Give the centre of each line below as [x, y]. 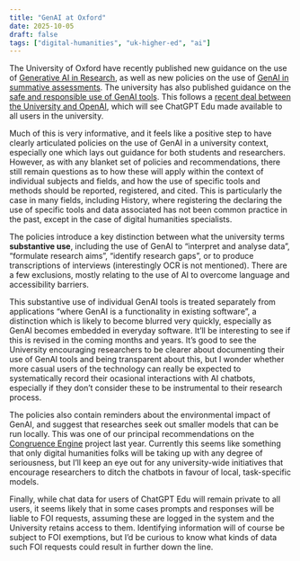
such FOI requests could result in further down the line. [111, 547]
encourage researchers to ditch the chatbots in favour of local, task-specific [150, 472]
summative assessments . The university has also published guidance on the [150, 87]
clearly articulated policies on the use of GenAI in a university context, [139, 143]
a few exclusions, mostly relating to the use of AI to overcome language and [150, 275]
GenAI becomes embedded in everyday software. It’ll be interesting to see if [150, 331]
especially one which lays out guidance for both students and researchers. [147, 153]
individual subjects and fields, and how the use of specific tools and [135, 182]
